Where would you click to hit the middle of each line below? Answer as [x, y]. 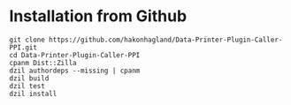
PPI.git [23, 47]
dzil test [27, 86]
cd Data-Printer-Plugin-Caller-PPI [75, 55]
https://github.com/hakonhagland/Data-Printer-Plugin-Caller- [165, 40]
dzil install [33, 94]
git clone [27, 40]
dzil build [29, 78]
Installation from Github [98, 16]
